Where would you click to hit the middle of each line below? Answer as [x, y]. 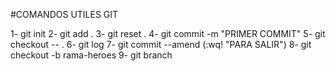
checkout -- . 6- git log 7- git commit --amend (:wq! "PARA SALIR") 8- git [161, 44]
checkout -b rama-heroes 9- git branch [91, 55]
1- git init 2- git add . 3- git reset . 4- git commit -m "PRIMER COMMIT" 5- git [168, 33]
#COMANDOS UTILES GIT [64, 14]
